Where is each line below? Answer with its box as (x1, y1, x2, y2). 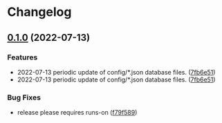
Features (7, 53, 38, 62)
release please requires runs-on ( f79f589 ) (17, 108, 138, 117)
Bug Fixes (7, 93, 41, 102)
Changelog (7, 4, 72, 20)
